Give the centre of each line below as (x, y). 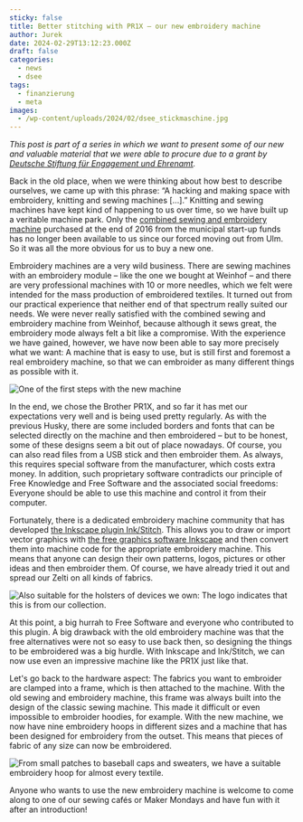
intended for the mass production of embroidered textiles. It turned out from (151, 295)
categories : (32, 60)
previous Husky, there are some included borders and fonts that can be (142, 426)
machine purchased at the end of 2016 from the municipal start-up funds (145, 229)
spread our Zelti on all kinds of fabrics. (81, 578)
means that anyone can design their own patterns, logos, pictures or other (148, 559)
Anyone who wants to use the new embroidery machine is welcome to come (151, 790)
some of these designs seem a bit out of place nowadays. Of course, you (146, 445)
